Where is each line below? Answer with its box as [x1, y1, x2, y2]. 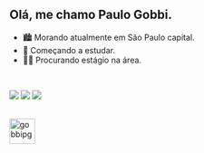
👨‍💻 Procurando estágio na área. [22, 54, 142, 65]
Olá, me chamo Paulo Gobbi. [9, 7, 172, 23]
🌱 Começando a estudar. [22, 44, 116, 55]
